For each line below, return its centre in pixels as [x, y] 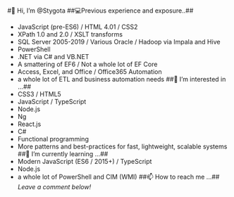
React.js [29, 124]
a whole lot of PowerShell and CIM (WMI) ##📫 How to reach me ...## [118, 177]
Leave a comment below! [54, 187]
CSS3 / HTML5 [39, 94]
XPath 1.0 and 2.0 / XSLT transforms [70, 34]
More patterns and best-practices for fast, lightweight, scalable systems [122, 146]
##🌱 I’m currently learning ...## [63, 154]
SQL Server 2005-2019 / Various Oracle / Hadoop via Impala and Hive [119, 42]
